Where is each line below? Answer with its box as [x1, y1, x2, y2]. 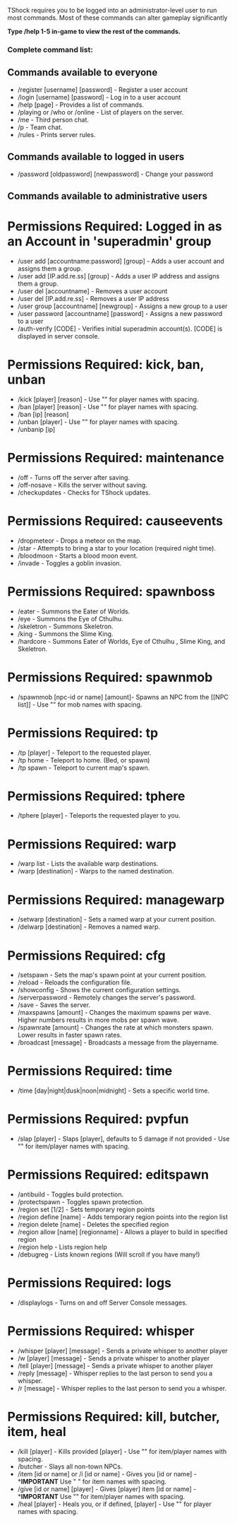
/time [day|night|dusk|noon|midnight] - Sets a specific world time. [17, 1086, 210, 1095]
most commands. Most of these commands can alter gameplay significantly [7, 13, 228, 22]
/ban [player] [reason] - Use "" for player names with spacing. [17, 402, 198, 411]
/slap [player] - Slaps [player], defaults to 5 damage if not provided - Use [17, 1134, 230, 1143]
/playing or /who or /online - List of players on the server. [17, 107, 184, 116]
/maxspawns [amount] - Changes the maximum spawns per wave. [17, 1009, 212, 1017]
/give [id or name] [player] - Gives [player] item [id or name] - [17, 1484, 197, 1493]
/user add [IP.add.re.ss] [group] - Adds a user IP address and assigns [17, 271, 220, 280]
